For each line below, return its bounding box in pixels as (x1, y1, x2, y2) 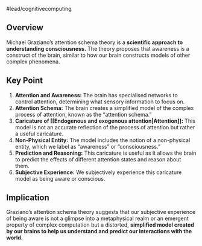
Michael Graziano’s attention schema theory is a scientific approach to (6, 39, 183, 46)
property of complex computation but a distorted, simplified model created (6, 221, 194, 228)
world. (6, 234, 23, 241)
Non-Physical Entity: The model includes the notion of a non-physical (14, 136, 191, 144)
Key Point (6, 76, 43, 86)
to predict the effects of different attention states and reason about (14, 155, 181, 163)
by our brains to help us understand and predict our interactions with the (6, 228, 192, 235)
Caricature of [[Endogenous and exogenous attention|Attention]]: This (14, 117, 196, 125)
